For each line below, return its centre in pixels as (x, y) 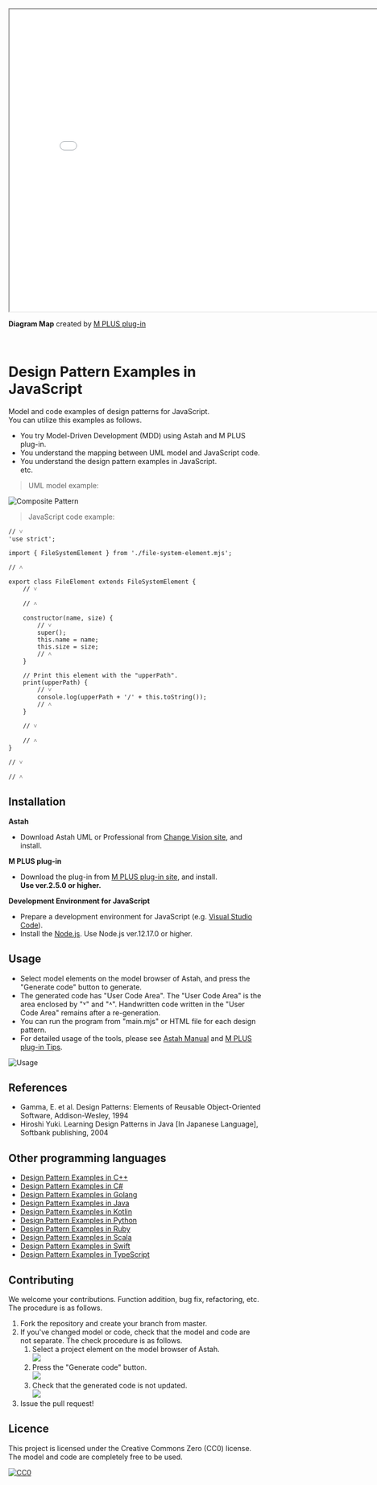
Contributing (41, 1280)
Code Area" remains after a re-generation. (90, 1012)
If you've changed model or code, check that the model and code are (135, 1332)
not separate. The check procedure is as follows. (101, 1340)
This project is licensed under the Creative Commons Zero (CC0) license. (130, 1448)
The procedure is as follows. (56, 1308)
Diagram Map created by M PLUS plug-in (77, 324)
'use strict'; (32, 539)
